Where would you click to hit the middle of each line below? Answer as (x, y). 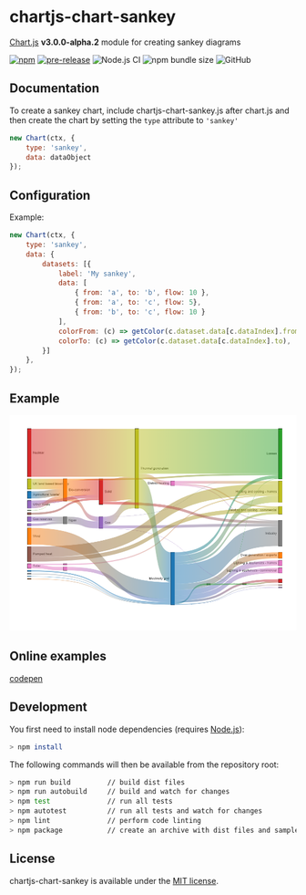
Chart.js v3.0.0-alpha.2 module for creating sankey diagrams (125, 42)
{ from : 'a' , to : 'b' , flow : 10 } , (142, 293)
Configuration (50, 195)
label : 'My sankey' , (97, 274)
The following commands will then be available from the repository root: (144, 765)
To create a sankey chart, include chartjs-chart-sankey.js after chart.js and (149, 110)
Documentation (55, 88)
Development (49, 708)
